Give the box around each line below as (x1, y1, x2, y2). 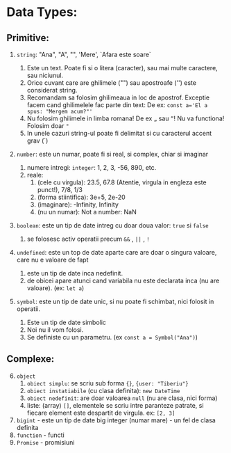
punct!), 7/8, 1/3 (37, 186, 83, 193)
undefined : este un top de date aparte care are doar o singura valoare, (16, 248, 217, 256)
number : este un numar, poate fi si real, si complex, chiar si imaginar (16, 150, 209, 158)
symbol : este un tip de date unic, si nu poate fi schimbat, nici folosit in (16, 297, 214, 305)
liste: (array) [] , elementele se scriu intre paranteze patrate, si (26, 401, 204, 409)
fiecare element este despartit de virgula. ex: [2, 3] (26, 408, 176, 417)
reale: (26, 171, 44, 179)
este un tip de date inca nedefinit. (26, 269, 123, 277)
